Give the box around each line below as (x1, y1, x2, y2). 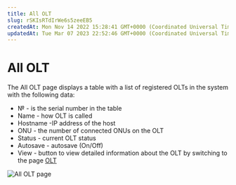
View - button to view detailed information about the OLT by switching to (17, 149, 228, 158)
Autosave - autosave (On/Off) (17, 142, 104, 150)
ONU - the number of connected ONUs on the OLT (17, 127, 164, 135)
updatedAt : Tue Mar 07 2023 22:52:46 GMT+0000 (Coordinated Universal (7, 29, 218, 37)
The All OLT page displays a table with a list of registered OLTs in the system (7, 83, 229, 92)
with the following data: (7, 90, 75, 99)
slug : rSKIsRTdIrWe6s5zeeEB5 (7, 17, 93, 24)
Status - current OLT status (17, 134, 97, 142)
